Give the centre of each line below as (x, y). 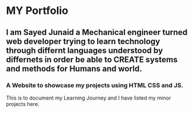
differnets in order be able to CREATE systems (92, 59)
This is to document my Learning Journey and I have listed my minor (89, 98)
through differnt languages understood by (85, 50)
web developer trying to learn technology (83, 41)
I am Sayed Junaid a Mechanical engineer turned (97, 32)
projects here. (23, 104)
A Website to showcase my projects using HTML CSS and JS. (95, 85)
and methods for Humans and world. (74, 68)
